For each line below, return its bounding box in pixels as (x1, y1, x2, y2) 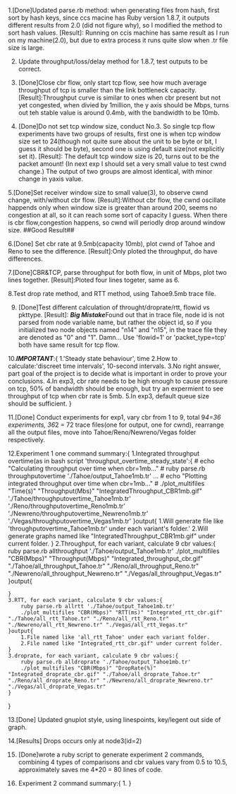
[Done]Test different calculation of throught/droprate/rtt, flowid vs (18, 303, 210, 312)
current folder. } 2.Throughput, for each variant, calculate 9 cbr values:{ (8, 540, 216, 547)
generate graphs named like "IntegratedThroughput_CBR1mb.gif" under (8, 532, 216, 540)
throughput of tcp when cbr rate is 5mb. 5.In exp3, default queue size (8, 392, 210, 400)
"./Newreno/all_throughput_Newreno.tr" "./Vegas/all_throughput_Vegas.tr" (8, 569, 223, 578)
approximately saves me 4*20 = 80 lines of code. (18, 766, 163, 774)
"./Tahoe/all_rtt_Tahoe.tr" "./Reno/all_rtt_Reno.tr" (8, 615, 170, 622)
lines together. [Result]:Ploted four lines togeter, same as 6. (8, 275, 180, 284)
